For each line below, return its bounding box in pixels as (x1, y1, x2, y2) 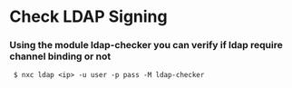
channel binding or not (9, 50, 112, 63)
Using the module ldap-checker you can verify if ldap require (9, 39, 283, 52)
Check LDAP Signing (9, 6, 168, 27)
